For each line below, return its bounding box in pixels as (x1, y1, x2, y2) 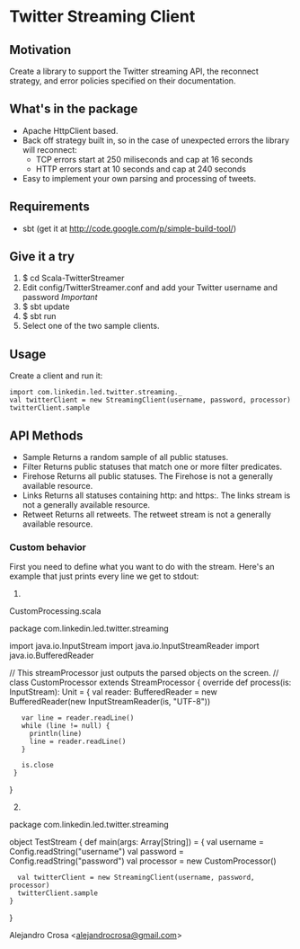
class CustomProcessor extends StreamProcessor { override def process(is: (9, 677, 292, 688)
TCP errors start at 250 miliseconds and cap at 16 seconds (35, 154, 253, 164)
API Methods (9, 428, 84, 443)
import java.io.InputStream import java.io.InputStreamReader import (9, 641, 260, 652)
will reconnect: (22, 144, 78, 155)
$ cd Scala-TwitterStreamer (22, 272, 125, 284)
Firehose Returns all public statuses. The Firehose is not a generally (22, 471, 274, 482)
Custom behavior (9, 541, 87, 554)
